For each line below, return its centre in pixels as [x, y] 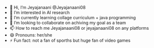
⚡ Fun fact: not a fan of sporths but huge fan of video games [70, 40]
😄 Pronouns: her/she [31, 35]
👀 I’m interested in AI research [40, 12]
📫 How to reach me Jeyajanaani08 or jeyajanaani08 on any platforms [79, 28]
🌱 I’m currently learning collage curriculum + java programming [73, 18]
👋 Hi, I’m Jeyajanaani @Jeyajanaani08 [47, 7]
